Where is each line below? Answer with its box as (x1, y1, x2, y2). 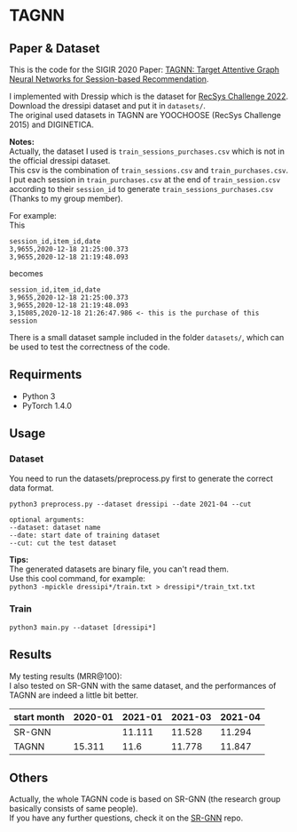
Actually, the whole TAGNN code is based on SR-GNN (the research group (9, 794, 281, 804)
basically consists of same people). (9, 804, 138, 814)
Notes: (9, 137, 35, 147)
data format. (9, 482, 55, 493)
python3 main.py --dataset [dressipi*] (9, 623, 157, 632)
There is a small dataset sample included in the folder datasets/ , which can (9, 332, 285, 342)
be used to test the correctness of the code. (9, 341, 170, 352)
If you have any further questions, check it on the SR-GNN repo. (9, 812, 244, 823)
